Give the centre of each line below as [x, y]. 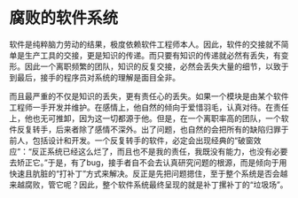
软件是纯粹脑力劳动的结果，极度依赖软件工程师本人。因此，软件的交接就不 [145, 44]
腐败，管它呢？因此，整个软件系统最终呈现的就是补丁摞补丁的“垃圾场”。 [156, 184]
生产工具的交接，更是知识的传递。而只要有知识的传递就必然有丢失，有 [153, 55]
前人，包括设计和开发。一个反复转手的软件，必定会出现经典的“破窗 [132, 140]
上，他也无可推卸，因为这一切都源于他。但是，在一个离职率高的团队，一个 [145, 118]
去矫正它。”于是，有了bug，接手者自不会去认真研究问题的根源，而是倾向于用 [148, 162]
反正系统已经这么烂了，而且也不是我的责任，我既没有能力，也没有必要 [160, 151]
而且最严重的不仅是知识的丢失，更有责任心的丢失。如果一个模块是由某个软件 [149, 96]
